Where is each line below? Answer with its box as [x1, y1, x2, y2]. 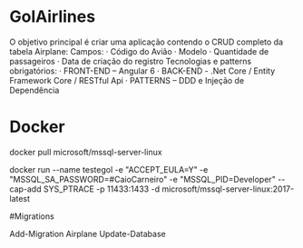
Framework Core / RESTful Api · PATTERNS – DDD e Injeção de [9, 74, 245, 85]
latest [9, 193, 30, 203]
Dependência [9, 84, 60, 95]
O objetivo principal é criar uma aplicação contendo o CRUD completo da [9, 36, 284, 47]
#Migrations [9, 211, 54, 222]
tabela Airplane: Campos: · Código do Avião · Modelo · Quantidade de [9, 45, 269, 56]
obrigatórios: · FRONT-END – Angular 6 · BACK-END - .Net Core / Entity [9, 65, 275, 76]
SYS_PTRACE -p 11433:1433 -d [43, 184, 161, 194]
